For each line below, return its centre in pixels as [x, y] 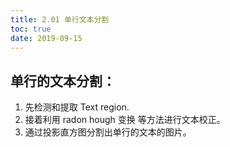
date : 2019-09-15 [46, 38]
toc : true [31, 29]
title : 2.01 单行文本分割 [60, 19]
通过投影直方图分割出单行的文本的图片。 [108, 132]
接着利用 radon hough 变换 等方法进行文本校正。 [125, 120]
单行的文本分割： [63, 81]
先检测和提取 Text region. [77, 107]
